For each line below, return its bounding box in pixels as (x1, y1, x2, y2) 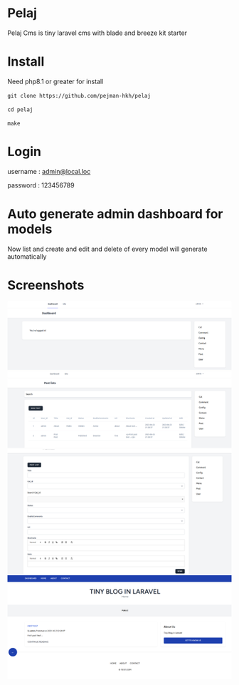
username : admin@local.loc (7, 167, 91, 175)
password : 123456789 (7, 180, 75, 190)
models (7, 221, 53, 237)
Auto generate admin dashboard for (7, 206, 223, 222)
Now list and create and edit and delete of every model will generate (7, 244, 208, 253)
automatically (7, 252, 47, 261)
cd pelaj (7, 105, 33, 113)
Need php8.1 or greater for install (7, 77, 104, 86)
